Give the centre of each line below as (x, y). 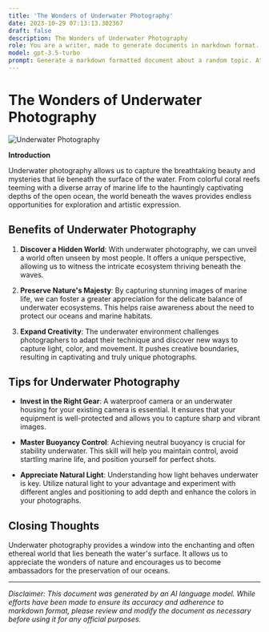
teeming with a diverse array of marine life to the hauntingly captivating (126, 187)
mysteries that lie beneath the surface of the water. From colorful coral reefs (134, 179)
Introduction (29, 155)
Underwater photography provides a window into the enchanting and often (131, 545)
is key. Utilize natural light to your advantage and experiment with (128, 484)
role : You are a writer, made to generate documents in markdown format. (134, 46)
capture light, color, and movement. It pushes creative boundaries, (129, 348)
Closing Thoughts (54, 526)
